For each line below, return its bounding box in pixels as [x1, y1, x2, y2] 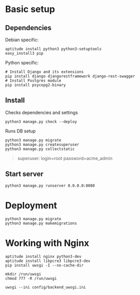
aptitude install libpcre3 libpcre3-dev [5, 258, 91, 263]
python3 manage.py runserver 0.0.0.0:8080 [5, 183, 95, 188]
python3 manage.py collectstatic [5, 146, 75, 152]
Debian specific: [5, 37, 39, 43]
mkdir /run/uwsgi [5, 271, 41, 276]
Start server [5, 170, 43, 179]
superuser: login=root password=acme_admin [17, 155, 113, 161]
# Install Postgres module [5, 78, 61, 83]
